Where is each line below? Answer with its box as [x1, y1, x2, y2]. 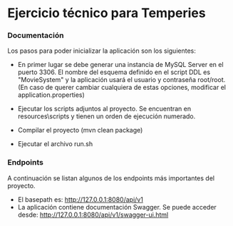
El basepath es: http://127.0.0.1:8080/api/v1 [17, 195, 144, 204]
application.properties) [17, 91, 86, 99]
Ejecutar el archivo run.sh [17, 140, 93, 148]
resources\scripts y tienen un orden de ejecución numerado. [17, 112, 196, 120]
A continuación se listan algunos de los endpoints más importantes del [7, 173, 215, 183]
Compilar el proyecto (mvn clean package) [17, 126, 143, 135]
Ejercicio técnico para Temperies [7, 5, 206, 21]
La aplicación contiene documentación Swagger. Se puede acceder [17, 202, 217, 211]
